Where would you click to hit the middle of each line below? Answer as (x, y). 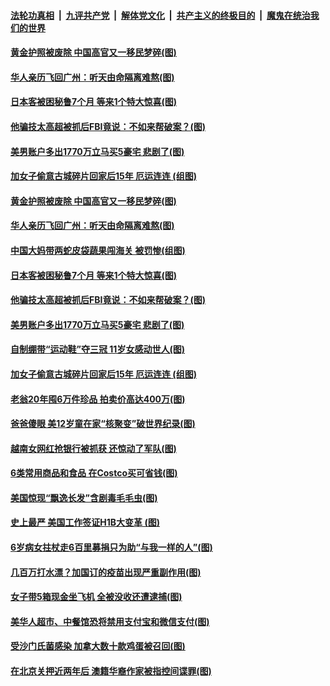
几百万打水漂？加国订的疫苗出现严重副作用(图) (106, 572)
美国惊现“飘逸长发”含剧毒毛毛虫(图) (84, 497)
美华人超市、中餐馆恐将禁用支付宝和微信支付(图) (110, 621)
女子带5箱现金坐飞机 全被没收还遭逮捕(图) (96, 597)
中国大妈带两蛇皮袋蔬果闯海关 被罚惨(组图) (98, 250)
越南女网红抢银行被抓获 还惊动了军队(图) (93, 448)
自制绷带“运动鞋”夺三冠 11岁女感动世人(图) (97, 349)
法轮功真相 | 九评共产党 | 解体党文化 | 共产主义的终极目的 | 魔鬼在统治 (160, 15)
